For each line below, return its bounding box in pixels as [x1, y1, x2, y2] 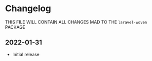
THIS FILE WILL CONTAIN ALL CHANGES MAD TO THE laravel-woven [5, 19, 147, 25]
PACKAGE [5, 24, 26, 30]
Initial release [12, 51, 39, 57]
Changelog [5, 3, 51, 14]
